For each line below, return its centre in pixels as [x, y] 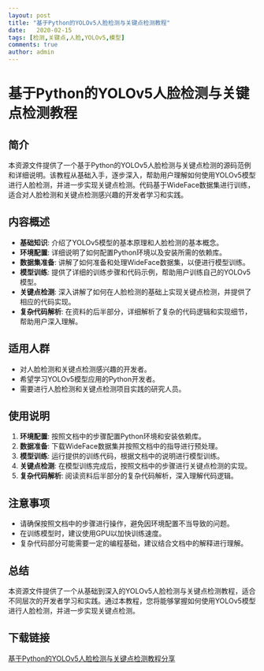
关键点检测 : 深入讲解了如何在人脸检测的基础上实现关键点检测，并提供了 [136, 292]
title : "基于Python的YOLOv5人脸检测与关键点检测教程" [89, 23]
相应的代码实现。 [47, 301]
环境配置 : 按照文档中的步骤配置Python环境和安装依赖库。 [113, 436]
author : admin [32, 52]
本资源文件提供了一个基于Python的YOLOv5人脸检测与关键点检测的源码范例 [130, 165]
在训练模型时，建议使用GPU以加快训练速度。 [93, 534]
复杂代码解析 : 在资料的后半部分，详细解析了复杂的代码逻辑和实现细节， [136, 311]
